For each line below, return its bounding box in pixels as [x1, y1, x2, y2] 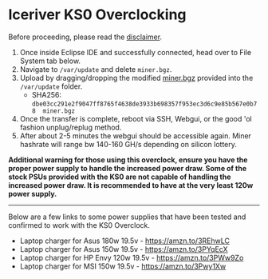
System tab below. [19, 56, 81, 66]
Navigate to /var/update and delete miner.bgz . [19, 64, 172, 74]
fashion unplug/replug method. [19, 122, 122, 132]
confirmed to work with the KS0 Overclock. [8, 220, 150, 229]
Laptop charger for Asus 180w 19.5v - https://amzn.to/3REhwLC [19, 236, 230, 245]
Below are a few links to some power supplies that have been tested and [8, 212, 246, 221]
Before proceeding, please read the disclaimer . [8, 32, 162, 42]
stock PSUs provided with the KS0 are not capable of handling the [8, 172, 231, 181]
